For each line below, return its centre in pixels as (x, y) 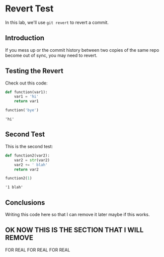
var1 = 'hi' (26, 97)
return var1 (26, 101)
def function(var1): (27, 92)
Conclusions (25, 203)
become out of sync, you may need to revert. (51, 55)
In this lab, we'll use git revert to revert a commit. (57, 22)
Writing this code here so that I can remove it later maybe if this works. (78, 215)
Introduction (25, 38)
